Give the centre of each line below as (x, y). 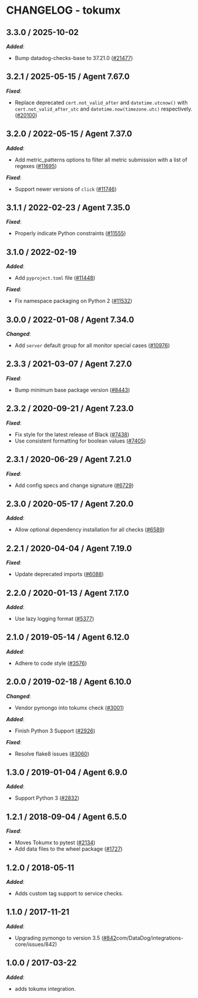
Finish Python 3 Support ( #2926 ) (55, 731)
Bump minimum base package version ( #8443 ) (72, 390)
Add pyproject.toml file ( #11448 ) (55, 278)
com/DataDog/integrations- (150, 938)
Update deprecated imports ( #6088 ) (59, 574)
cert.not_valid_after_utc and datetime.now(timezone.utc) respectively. (103, 109)
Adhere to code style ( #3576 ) (51, 663)
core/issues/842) (36, 944)
